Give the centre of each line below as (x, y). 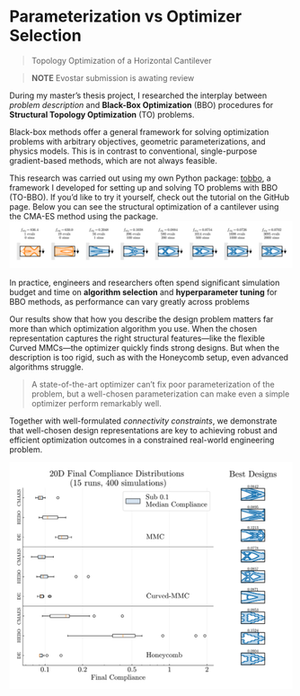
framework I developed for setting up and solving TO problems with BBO (144, 187)
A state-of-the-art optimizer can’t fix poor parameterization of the (153, 384)
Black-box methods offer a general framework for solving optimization (139, 131)
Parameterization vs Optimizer (126, 17)
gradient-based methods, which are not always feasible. (114, 160)
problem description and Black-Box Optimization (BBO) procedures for (141, 104)
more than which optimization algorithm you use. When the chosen (133, 328)
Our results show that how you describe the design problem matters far (141, 319)
